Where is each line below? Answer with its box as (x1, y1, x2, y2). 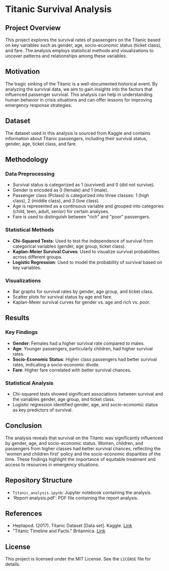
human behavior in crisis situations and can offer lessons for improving (5, 97, 152, 103)
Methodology (5, 155, 49, 164)
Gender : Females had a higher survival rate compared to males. (12, 340, 145, 346)
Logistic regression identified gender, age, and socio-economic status (12, 401, 158, 408)
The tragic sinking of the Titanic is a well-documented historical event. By (5, 80, 158, 86)
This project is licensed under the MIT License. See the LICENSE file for (5, 556, 151, 562)
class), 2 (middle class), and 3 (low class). (12, 198, 100, 204)
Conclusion (5, 421, 42, 430)
